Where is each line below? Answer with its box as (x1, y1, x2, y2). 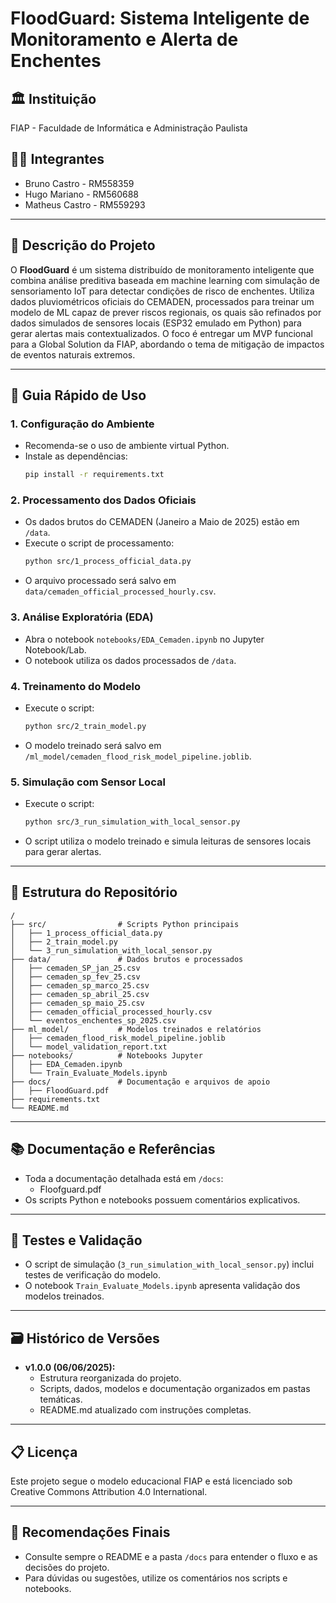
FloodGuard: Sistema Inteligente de (10, 7, 310, 30)
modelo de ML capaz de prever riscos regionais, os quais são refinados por (10, 306, 322, 318)
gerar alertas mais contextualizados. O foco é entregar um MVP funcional (10, 327, 313, 339)
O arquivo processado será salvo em (24, 575, 177, 587)
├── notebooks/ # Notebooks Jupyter (10, 1050, 203, 1061)
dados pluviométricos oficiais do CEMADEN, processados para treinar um (10, 295, 315, 307)
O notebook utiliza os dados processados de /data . (24, 654, 237, 666)
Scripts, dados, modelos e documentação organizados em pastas (39, 1383, 311, 1395)
